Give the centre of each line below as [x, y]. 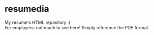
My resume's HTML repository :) [38, 22]
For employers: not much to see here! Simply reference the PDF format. [77, 27]
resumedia [27, 9]
